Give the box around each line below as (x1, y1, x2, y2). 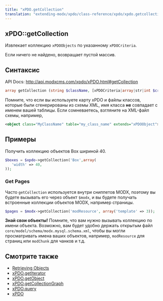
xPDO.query (12, 286, 36, 292)
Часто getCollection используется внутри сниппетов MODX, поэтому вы (5, 189, 156, 195)
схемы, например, (5, 113, 43, 118)
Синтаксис (5, 66, 40, 74)
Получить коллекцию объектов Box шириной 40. (5, 148, 107, 154)
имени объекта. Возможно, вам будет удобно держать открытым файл (5, 223, 153, 229)
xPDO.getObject (12, 275, 45, 282)
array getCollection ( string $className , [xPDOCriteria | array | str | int (5, 88, 151, 93)
